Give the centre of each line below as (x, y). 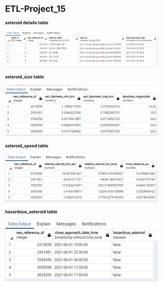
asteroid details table (27, 22)
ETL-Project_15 (35, 9)
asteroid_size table (25, 77)
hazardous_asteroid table (31, 212)
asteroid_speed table (27, 146)
